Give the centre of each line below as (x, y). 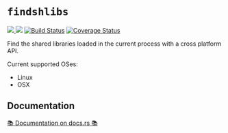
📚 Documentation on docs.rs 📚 (52, 123)
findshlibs (38, 12)
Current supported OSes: (43, 64)
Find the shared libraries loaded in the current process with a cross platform (114, 44)
